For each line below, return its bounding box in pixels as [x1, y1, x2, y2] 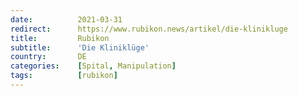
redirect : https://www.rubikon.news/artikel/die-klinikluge [10, 24, 288, 34]
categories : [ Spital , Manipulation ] [10, 61, 177, 71]
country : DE [10, 52, 87, 62]
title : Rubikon [10, 33, 110, 43]
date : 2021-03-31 [10, 14, 123, 25]
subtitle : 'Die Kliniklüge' [10, 42, 150, 53]
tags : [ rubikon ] [10, 71, 118, 81]
